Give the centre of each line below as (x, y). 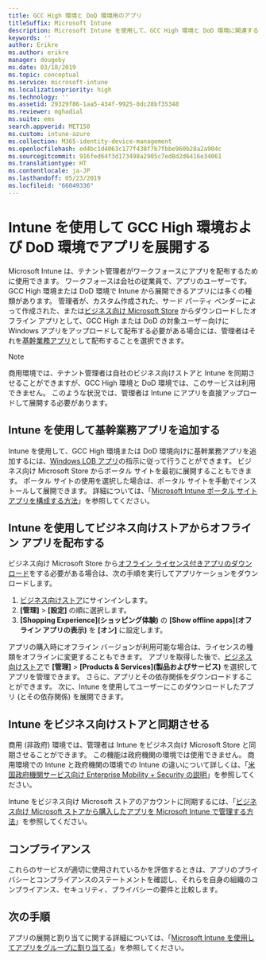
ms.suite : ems (32, 119)
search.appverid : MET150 (49, 126)
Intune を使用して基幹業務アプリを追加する (114, 430)
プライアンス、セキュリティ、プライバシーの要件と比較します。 (118, 889)
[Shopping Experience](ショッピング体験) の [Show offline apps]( (129, 620)
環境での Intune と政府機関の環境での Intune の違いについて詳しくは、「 (131, 765)
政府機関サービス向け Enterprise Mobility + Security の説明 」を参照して (131, 775)
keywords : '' (30, 38)
